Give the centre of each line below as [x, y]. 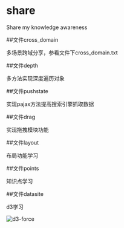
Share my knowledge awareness [47, 27]
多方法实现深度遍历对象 [35, 78]
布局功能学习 [22, 155]
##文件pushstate [27, 91]
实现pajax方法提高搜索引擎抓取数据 [50, 104]
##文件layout [23, 142]
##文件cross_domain [32, 39]
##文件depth [22, 65]
